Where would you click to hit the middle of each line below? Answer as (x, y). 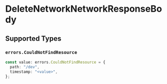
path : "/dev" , (25, 67)
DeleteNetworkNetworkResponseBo (84, 9)
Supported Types (34, 38)
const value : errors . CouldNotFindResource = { (55, 62)
